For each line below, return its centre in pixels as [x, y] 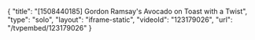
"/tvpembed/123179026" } [50, 28]
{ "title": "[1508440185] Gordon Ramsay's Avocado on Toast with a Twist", [128, 11]
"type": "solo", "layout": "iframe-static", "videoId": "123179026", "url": [120, 20]
